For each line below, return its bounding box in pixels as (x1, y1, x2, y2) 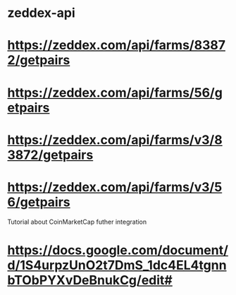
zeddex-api (7, 5, 75, 21)
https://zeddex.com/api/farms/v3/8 (7, 132, 223, 147)
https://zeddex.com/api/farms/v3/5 (7, 179, 223, 195)
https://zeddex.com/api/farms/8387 (7, 37, 226, 54)
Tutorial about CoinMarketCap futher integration (7, 217, 147, 226)
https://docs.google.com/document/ (7, 242, 229, 258)
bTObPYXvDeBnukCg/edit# (7, 272, 173, 288)
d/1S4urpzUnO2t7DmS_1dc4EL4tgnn (7, 257, 227, 273)
